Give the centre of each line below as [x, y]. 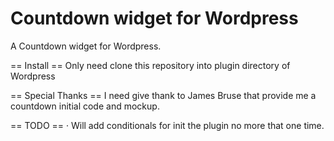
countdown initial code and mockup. [85, 106]
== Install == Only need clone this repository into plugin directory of [150, 65]
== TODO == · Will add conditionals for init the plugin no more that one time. [167, 125]
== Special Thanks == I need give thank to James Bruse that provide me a [163, 95]
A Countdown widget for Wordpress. [86, 46]
